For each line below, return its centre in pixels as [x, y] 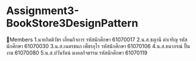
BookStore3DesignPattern [72, 23]
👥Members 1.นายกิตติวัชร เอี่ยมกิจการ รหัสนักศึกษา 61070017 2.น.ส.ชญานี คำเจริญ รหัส [97, 39]
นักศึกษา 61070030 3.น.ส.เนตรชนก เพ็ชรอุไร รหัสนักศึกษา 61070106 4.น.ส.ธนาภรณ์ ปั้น [98, 46]
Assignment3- [42, 11]
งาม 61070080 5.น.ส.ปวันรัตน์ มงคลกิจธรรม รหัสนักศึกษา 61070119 [77, 52]
